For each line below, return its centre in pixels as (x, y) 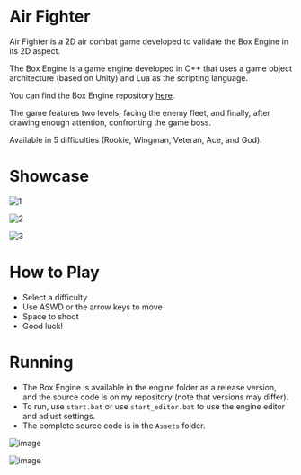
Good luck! (42, 326)
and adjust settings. (59, 416)
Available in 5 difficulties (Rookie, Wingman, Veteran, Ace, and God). (136, 139)
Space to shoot (50, 316)
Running (41, 363)
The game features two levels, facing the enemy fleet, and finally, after (140, 112)
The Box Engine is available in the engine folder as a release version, (149, 387)
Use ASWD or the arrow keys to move (93, 307)
